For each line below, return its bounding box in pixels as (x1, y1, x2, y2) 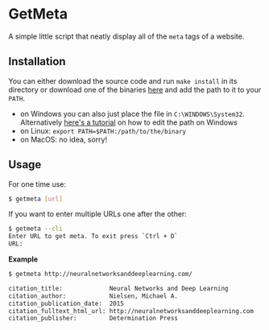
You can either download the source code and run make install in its (8, 76, 238, 85)
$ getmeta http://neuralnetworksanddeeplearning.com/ (8, 270, 193, 278)
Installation (8, 55, 66, 68)
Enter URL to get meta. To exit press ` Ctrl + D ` (8, 233, 179, 241)
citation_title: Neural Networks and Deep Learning (8, 284, 229, 292)
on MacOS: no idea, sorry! (19, 134, 107, 144)
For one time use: (8, 179, 67, 189)
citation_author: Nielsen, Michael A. (8, 291, 179, 300)
